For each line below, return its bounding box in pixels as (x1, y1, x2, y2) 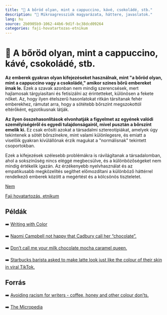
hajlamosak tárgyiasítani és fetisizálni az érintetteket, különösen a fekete (5, 90, 154, 96)
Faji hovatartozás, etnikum (5, 193, 59, 199)
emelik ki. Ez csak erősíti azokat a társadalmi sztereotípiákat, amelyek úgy (5, 127, 158, 133)
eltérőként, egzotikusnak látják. (5, 106, 69, 112)
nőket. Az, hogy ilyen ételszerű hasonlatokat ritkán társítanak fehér (5, 96, 143, 102)
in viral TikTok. (5, 263, 35, 270)
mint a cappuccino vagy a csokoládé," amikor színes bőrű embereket (5, 80, 152, 86)
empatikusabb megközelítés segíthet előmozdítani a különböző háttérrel (5, 168, 153, 174)
